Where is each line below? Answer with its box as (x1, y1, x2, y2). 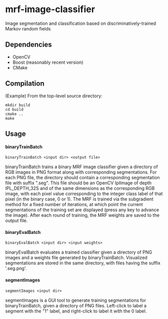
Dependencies (5, 41, 52, 49)
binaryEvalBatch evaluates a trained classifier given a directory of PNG (5, 249, 152, 255)
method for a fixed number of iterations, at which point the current (5, 202, 143, 208)
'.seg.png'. (5, 265, 27, 271)
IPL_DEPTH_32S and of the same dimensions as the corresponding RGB (5, 185, 155, 191)
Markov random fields (5, 25, 51, 31)
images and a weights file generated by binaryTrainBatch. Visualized (5, 255, 148, 261)
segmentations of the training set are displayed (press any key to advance (5, 207, 159, 213)
